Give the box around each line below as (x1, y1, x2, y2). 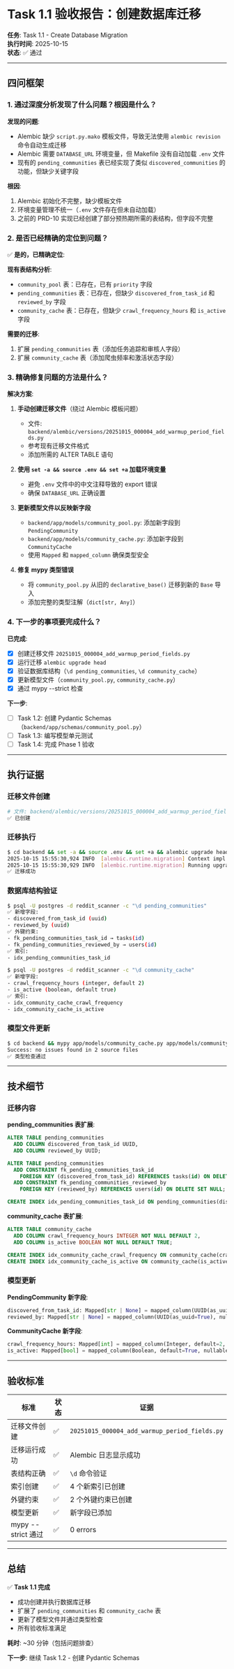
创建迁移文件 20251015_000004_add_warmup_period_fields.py (17, 649, 190, 657)
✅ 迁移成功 (7, 868, 36, 875)
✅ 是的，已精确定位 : (7, 250, 65, 258)
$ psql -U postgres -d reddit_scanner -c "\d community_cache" (7, 966, 195, 974)
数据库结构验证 (7, 886, 58, 896)
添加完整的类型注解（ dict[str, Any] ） (27, 598, 139, 606)
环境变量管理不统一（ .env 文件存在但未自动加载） (17, 205, 160, 214)
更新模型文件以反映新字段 (17, 503, 91, 512)
